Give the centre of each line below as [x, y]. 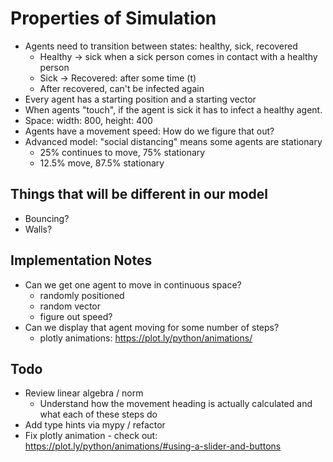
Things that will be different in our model [139, 194]
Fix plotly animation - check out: [91, 436]
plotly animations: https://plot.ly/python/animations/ [146, 338]
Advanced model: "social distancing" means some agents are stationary [173, 141]
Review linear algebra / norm [84, 393]
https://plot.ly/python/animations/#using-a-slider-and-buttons [153, 446]
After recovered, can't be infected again [122, 88]
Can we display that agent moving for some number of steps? [152, 327]
